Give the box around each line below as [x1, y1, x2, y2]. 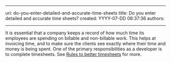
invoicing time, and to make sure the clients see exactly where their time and [5, 41, 166, 46]
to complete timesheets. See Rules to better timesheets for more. [5, 51, 142, 57]
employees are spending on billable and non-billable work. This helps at [5, 35, 156, 41]
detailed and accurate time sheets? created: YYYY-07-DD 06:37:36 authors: [5, 16, 165, 21]
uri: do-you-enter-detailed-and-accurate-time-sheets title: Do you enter [5, 10, 156, 16]
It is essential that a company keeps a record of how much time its [5, 30, 145, 36]
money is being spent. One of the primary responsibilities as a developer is [5, 46, 162, 52]
